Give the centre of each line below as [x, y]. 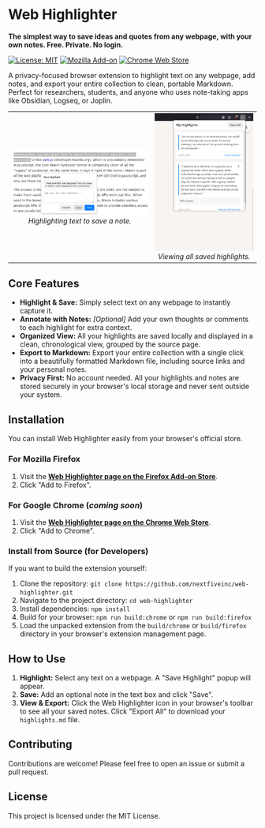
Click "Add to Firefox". [56, 485]
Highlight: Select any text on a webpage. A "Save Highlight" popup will [135, 677]
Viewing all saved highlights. [204, 257]
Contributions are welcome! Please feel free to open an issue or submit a [127, 763]
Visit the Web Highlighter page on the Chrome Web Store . [115, 522]
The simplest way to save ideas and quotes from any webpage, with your [130, 36]
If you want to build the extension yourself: [78, 568]
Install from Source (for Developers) [78, 551]
